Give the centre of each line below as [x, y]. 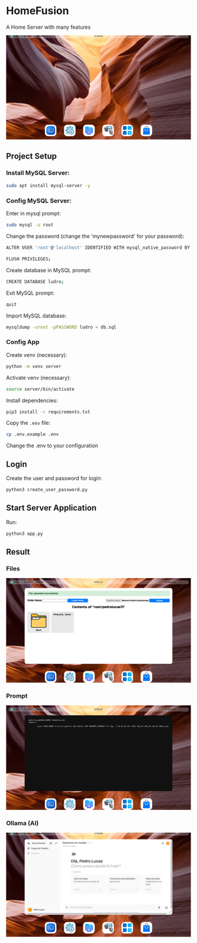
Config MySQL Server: [39, 201]
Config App [23, 342]
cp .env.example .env [33, 435]
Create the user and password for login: [54, 478]
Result [18, 552]
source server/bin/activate [40, 389]
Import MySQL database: [36, 316]
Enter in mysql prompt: [33, 214]
